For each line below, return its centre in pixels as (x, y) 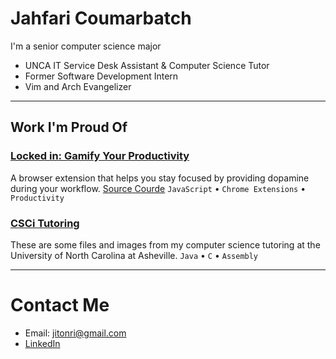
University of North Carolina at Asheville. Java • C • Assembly (134, 255)
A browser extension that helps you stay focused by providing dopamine (160, 178)
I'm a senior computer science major (86, 46)
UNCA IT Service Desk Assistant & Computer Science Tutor (147, 65)
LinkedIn (42, 343)
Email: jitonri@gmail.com (75, 333)
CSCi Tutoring (45, 223)
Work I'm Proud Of (69, 127)
